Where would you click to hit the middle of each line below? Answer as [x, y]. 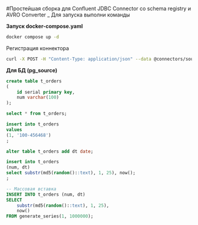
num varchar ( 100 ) [38, 97]
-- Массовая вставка [32, 189]
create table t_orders [34, 81]
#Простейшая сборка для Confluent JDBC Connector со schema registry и [99, 9]
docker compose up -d [33, 37]
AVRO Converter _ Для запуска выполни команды [68, 15]
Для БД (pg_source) [32, 70]
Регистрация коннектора [38, 48]
